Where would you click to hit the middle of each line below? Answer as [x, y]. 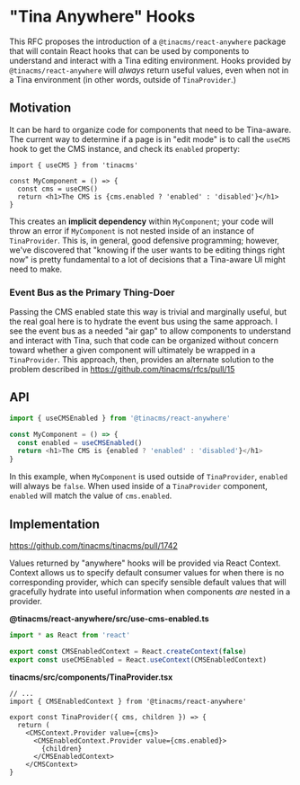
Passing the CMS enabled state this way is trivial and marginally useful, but [148, 312]
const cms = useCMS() [58, 189]
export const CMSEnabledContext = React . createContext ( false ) [128, 651]
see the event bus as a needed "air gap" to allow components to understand [150, 331]
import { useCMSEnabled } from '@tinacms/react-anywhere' [120, 418]
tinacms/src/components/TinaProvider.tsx [91, 677]
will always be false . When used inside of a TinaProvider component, [138, 486]
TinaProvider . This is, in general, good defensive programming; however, [145, 240]
